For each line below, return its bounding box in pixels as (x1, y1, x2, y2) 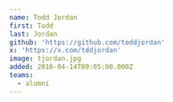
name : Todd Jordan (9, 12, 78, 22)
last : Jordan (9, 29, 58, 38)
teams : (9, 71, 34, 80)
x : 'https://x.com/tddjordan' (9, 46, 122, 55)
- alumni (17, 79, 50, 88)
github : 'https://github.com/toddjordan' (9, 37, 166, 47)
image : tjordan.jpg (9, 54, 82, 63)
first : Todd (9, 21, 54, 30)
